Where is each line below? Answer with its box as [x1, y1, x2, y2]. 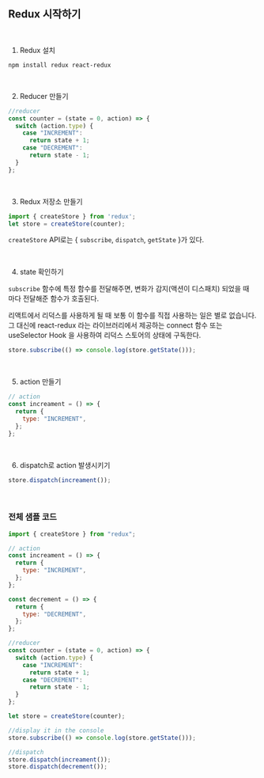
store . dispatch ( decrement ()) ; [8, 763, 108, 771]
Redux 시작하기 [8, 7, 81, 21]
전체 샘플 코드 [8, 511, 58, 522]
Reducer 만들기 [19, 91, 69, 101]
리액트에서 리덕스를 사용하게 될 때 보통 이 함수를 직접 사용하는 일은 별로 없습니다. [8, 311, 257, 321]
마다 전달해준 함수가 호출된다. [8, 294, 100, 303]
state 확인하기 [19, 268, 64, 277]
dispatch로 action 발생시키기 [19, 460, 111, 469]
